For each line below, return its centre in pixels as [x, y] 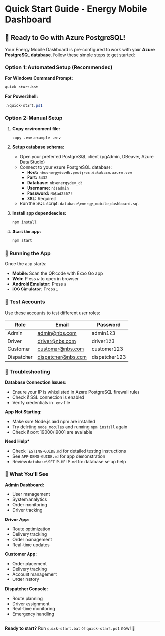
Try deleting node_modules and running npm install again [70, 427]
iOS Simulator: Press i [35, 289]
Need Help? [17, 441]
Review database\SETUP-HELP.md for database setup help [69, 461]
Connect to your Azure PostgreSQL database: [66, 167]
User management [31, 494]
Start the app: [27, 231]
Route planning [27, 599]
